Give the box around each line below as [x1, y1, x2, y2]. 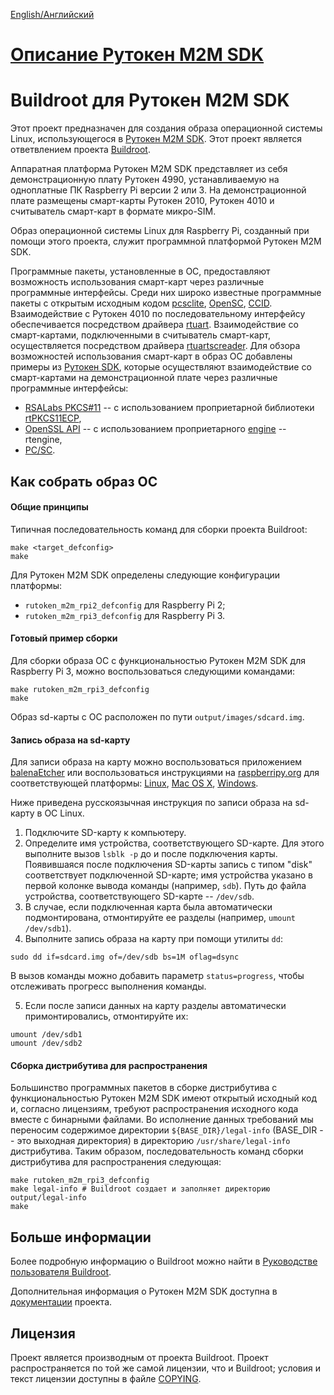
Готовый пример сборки [10, 632, 118, 644]
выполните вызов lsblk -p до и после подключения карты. [24, 848, 278, 860]
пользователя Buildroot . [10, 1266, 112, 1278]
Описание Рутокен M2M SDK [10, 44, 265, 66]
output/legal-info [10, 1193, 87, 1203]
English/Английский [10, 9, 95, 20]
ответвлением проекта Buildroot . [10, 144, 151, 156]
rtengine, [24, 434, 63, 446]
